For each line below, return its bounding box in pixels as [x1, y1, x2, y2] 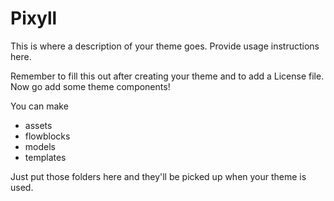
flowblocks [24, 130, 71, 142]
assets [24, 119, 53, 131]
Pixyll [10, 7, 58, 30]
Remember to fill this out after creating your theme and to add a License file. [10, 70, 325, 82]
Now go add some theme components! [10, 80, 171, 92]
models [24, 140, 56, 152]
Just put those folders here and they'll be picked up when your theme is [10, 170, 307, 182]
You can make [10, 100, 69, 112]
